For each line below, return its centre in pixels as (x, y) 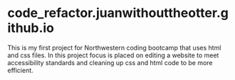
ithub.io (31, 28)
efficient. (20, 70)
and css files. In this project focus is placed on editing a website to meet (113, 55)
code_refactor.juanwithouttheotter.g (118, 13)
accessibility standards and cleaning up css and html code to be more (110, 62)
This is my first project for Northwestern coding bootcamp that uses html (114, 47)
